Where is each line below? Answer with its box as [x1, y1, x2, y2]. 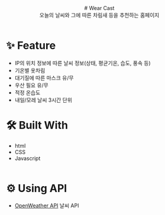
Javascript [14, 155, 41, 162]
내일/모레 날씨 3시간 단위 [14, 96, 73, 103]
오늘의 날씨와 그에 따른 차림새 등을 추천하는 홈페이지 [39, 12, 160, 18]
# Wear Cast [84, 5, 115, 11]
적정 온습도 [14, 89, 41, 96]
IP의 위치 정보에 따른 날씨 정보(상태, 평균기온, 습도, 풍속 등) [14, 59, 151, 66]
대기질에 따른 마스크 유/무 [14, 74, 74, 81]
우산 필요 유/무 [14, 82, 48, 89]
